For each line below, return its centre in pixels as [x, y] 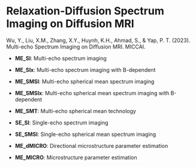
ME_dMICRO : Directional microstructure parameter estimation [91, 145]
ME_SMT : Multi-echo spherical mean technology [76, 111]
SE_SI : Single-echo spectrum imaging [61, 122]
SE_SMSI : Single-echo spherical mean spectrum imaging [85, 134]
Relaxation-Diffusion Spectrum [85, 11]
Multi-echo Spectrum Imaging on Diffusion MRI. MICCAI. [76, 47]
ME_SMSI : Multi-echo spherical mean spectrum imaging [85, 81]
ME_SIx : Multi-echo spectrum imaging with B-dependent [85, 69]
